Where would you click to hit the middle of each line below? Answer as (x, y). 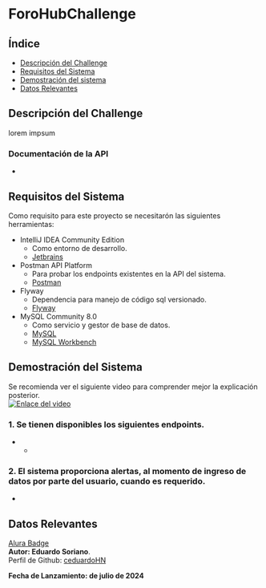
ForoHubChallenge (72, 14)
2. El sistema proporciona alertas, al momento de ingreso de (127, 471)
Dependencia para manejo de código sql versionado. (119, 299)
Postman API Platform (56, 265)
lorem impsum (32, 132)
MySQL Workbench (64, 342)
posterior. (24, 395)
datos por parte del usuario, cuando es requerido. (107, 481)
